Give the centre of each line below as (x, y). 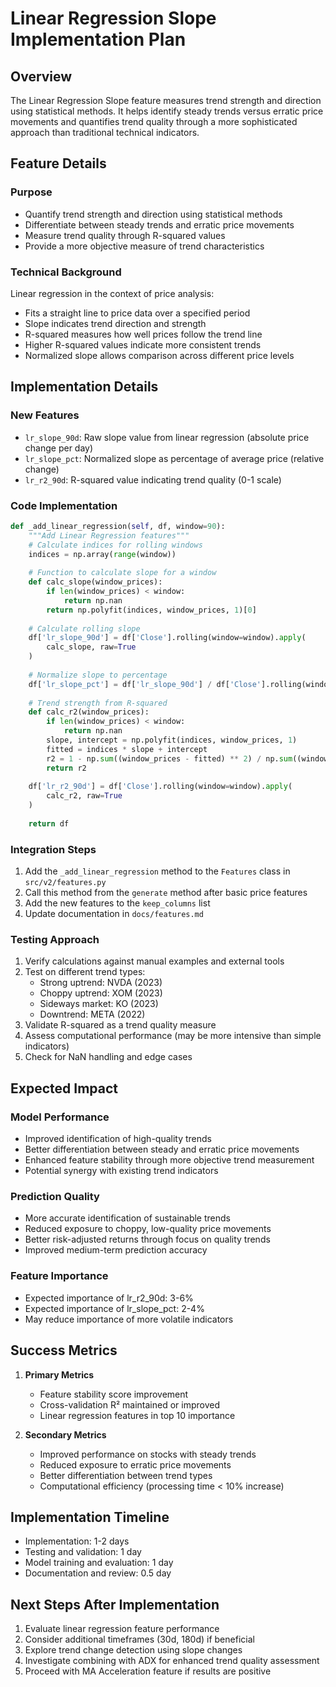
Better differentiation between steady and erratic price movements (162, 1149)
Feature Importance (59, 1276)
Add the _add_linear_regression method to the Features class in (157, 871)
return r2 (66, 768)
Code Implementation (64, 505)
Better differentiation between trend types (126, 1475)
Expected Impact (64, 1088)
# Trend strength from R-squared (98, 703)
